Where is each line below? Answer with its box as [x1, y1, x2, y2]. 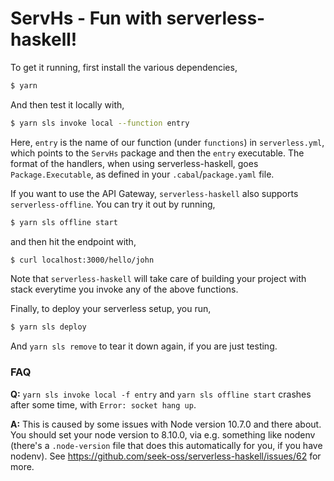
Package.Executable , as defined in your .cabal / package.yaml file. [10, 168, 275, 180]
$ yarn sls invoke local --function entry [10, 118, 190, 128]
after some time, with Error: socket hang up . [10, 398, 197, 411]
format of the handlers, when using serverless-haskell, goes [10, 157, 259, 169]
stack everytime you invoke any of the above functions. [10, 283, 239, 296]
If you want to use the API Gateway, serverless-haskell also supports [10, 187, 299, 199]
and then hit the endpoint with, [10, 235, 137, 247]
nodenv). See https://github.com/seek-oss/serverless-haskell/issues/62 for [10, 450, 322, 462]
